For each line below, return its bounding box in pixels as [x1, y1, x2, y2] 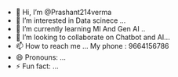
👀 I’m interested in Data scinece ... [15, 16, 126, 25]
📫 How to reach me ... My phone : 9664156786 [15, 42, 170, 50]
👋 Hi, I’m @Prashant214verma [15, 8, 112, 16]
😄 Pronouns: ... [15, 53, 67, 62]
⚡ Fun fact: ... [15, 61, 59, 71]
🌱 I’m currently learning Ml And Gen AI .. [15, 24, 146, 33]
